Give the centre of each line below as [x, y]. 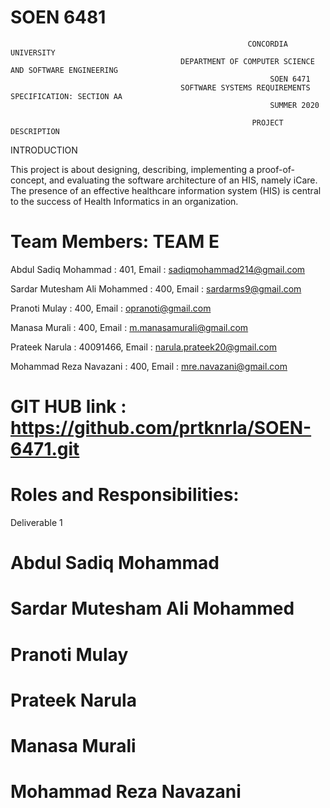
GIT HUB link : [68, 407]
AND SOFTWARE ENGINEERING [64, 70]
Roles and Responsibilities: [125, 495]
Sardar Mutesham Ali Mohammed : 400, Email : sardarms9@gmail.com [156, 288]
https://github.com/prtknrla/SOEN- [161, 428]
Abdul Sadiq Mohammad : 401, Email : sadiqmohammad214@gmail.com [158, 269]
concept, [29, 180]
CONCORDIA [267, 44]
